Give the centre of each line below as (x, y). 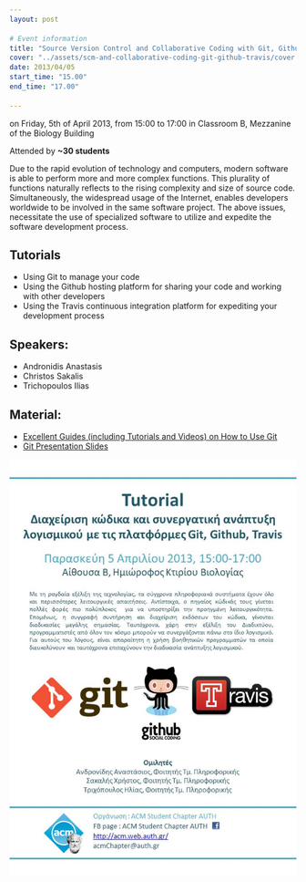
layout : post (34, 19)
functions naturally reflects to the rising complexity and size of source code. (153, 188)
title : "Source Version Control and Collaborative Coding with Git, (142, 48)
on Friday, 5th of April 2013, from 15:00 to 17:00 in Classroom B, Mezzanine (150, 123)
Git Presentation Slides (66, 446)
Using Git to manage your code (81, 277)
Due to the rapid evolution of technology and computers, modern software (149, 168)
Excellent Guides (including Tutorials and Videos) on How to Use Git (150, 437)
